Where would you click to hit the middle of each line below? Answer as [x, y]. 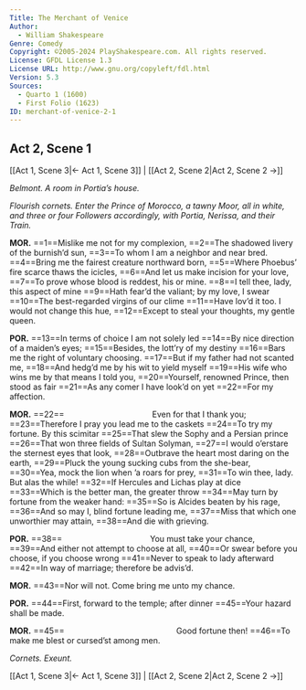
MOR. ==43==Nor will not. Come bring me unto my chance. [122, 586]
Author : [24, 27]
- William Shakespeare [61, 35]
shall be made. [37, 613]
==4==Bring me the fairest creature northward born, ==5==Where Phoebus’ [153, 262]
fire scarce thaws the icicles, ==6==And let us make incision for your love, [149, 272]
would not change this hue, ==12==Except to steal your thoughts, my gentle [152, 311]
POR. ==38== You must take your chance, [132, 539]
